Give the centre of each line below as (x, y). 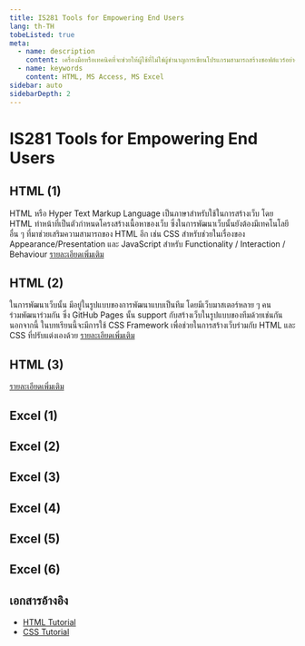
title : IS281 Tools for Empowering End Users (97, 18)
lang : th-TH (32, 26)
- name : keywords (50, 69)
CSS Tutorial (46, 632)
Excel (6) (35, 569)
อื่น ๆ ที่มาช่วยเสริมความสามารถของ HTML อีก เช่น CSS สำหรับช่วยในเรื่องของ (128, 233)
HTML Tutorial (49, 622)
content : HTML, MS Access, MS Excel (95, 77)
